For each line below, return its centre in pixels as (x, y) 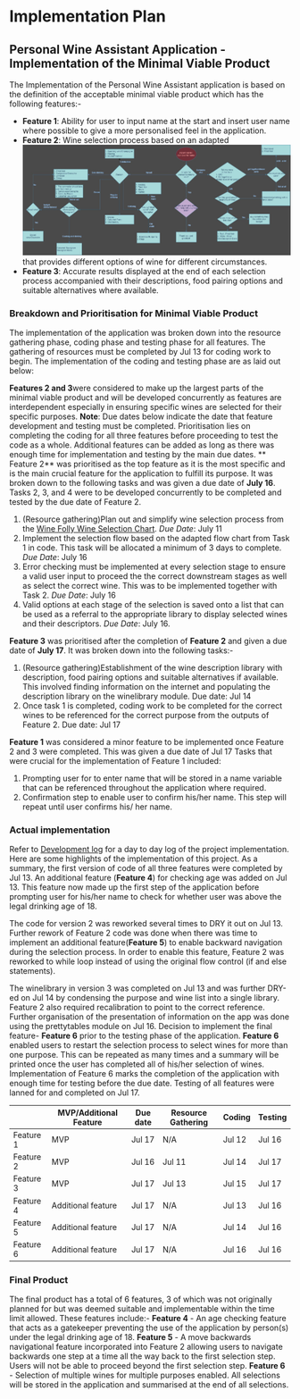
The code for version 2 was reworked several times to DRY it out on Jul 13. (146, 924)
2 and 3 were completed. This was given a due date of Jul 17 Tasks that (141, 751)
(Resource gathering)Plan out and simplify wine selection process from (153, 519)
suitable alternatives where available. (90, 290)
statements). (33, 971)
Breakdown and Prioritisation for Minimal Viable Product (134, 313)
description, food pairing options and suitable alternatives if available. (150, 677)
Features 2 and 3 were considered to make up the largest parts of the (137, 388)
